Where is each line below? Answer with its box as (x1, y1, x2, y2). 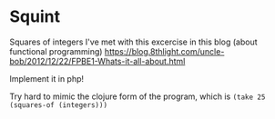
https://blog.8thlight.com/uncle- (104, 45, 225, 56)
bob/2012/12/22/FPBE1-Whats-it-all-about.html (9, 55, 186, 66)
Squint (9, 6, 61, 27)
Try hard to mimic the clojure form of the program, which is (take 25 (9, 91, 266, 102)
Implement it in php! (9, 73, 85, 84)
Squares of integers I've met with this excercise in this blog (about (9, 36, 258, 47)
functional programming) (9, 45, 103, 56)
